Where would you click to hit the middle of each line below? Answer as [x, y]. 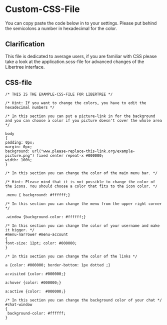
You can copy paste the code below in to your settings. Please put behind [81, 23]
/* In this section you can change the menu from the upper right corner [84, 204]
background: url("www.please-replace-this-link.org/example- [70, 151]
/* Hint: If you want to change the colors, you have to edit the [76, 103]
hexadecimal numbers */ [30, 107]
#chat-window [19, 304]
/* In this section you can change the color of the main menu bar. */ [81, 173]
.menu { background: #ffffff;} [38, 195]
